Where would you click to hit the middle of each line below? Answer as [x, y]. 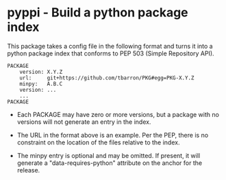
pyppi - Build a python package [98, 13]
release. [28, 170]
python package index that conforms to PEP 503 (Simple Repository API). [111, 53]
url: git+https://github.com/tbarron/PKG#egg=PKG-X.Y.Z [107, 78]
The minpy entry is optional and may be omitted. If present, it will [109, 155]
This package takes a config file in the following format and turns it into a [110, 46]
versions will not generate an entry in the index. [84, 122]
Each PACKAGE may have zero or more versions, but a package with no [118, 114]
